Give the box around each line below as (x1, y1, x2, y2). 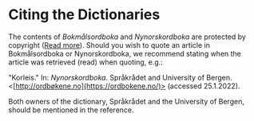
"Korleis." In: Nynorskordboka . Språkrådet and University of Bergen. (8, 72, 232, 82)
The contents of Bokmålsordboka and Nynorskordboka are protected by (8, 32, 246, 41)
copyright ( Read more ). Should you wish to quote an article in (8, 40, 210, 49)
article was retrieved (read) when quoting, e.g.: (8, 57, 164, 67)
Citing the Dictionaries (8, 6, 161, 24)
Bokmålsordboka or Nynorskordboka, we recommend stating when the (8, 49, 242, 58)
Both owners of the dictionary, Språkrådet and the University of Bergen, (8, 96, 245, 106)
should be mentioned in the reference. (8, 105, 134, 115)
